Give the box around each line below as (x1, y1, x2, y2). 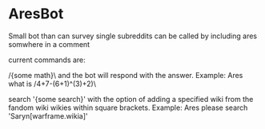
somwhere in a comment (8, 39, 90, 49)
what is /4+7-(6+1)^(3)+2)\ (8, 79, 97, 88)
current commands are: (8, 55, 86, 64)
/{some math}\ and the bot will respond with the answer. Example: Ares (8, 70, 243, 80)
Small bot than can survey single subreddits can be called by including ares (8, 31, 258, 41)
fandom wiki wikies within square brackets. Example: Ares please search (8, 103, 248, 112)
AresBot (8, 5, 64, 23)
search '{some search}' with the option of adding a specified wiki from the (8, 94, 254, 104)
